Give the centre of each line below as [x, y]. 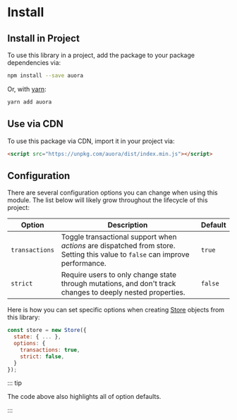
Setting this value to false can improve [125, 254]
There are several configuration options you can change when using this [113, 193]
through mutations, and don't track [119, 284]
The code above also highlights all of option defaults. [84, 397]
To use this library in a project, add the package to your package [101, 55]
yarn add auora [30, 102]
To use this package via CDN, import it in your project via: [91, 141]
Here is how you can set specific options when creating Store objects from [116, 310]
